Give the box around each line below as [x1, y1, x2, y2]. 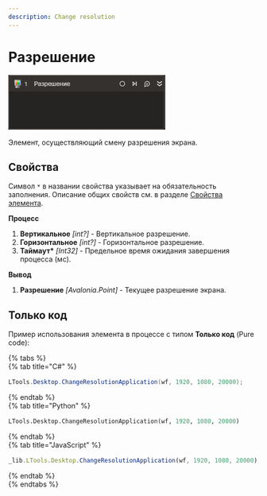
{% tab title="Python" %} [8, 401, 91, 411]
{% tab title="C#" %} [8, 362, 77, 371]
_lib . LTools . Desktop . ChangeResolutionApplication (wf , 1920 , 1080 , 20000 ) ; [8, 456, 261, 464]
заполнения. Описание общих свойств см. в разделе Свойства [8, 190, 223, 200]
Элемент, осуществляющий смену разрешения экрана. [8, 138, 198, 147]
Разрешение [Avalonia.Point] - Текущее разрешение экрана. [19, 285, 226, 295]
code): [8, 338, 30, 347]
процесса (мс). [19, 254, 72, 264]
